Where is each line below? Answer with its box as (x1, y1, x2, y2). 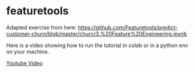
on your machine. (6, 48, 50, 55)
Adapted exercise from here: (6, 24, 77, 31)
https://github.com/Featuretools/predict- (77, 24, 178, 31)
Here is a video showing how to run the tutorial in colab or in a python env (6, 42, 189, 49)
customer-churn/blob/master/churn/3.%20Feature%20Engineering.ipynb (6, 30, 187, 37)
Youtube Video (6, 60, 43, 67)
